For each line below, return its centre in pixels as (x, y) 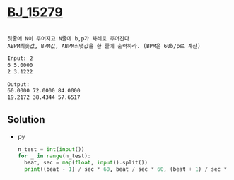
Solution (26, 120)
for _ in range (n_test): (54, 156)
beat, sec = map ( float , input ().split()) (86, 162)
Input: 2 (20, 58)
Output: (19, 84)
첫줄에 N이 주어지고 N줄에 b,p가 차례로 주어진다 (68, 38)
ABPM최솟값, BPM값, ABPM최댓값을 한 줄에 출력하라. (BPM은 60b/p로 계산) (104, 46)
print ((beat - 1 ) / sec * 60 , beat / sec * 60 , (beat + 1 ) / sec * (126, 169)
